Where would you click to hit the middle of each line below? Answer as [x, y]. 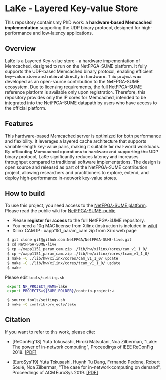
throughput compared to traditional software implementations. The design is [83, 162]
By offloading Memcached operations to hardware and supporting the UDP [82, 152]
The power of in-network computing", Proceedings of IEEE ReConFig [83, 347]
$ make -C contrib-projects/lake [42, 304]
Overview [21, 48]
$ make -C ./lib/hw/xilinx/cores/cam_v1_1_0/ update [63, 258]
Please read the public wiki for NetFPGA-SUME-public [60, 211]
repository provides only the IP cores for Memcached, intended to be [76, 97]
